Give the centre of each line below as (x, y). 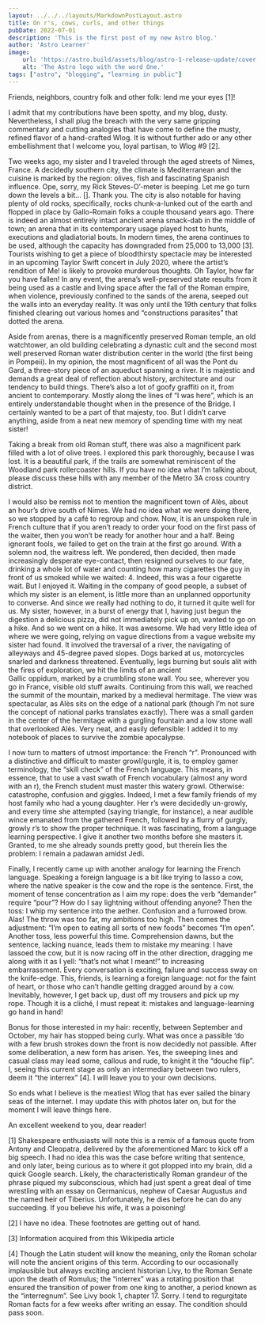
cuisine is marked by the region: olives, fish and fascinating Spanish (119, 178)
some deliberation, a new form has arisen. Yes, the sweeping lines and (123, 1052)
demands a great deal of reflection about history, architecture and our (122, 378)
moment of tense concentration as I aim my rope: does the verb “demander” (132, 894)
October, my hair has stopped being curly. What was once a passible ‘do (126, 1035)
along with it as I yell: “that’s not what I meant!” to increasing (106, 961)
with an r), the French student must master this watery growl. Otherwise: (127, 786)
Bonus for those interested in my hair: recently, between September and (126, 1027)
